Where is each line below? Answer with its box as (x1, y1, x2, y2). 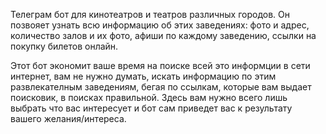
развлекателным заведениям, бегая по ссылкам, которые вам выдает (10, 81, 312, 93)
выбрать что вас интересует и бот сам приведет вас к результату (10, 102, 293, 114)
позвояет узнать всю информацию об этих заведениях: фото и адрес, (10, 19, 310, 31)
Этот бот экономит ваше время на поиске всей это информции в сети (10, 60, 311, 71)
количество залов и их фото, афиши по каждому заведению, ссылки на (10, 30, 317, 41)
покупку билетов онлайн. (10, 40, 119, 52)
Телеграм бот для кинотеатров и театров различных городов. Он (10, 9, 291, 20)
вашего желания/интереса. (10, 113, 127, 124)
